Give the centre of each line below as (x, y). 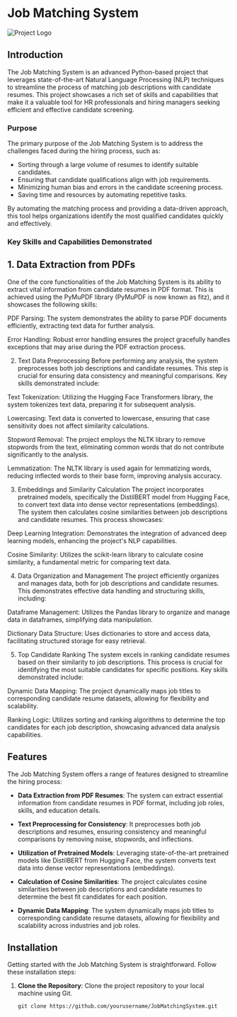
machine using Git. (45, 994)
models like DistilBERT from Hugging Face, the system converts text (117, 860)
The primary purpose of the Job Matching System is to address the (105, 144)
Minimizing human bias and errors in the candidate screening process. (120, 187)
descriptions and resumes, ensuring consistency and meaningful (112, 831)
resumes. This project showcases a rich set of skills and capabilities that (113, 94)
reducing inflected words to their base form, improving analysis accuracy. (115, 475)
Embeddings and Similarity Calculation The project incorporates (111, 489)
